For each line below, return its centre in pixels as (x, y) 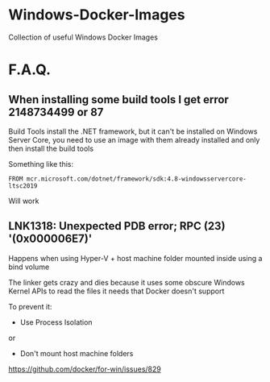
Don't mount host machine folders (77, 353)
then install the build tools (51, 148)
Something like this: (41, 164)
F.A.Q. (29, 70)
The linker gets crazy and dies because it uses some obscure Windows (127, 282)
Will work (24, 201)
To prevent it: (30, 306)
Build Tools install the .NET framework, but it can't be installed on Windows (133, 131)
